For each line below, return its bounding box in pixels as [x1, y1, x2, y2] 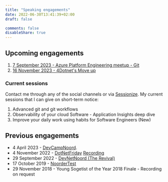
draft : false [5, 16, 32, 21]
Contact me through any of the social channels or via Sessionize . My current [5, 91, 163, 97]
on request [12, 171, 35, 177]
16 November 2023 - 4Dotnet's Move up [12, 67, 96, 73]
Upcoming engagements [5, 48, 84, 57]
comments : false [5, 25, 39, 30]
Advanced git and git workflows [12, 106, 78, 112]
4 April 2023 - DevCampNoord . [12, 144, 77, 150]
